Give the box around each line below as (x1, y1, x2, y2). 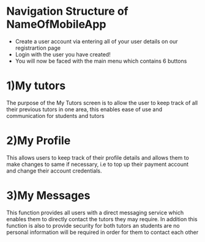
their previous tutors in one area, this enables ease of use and (6, 106, 163, 113)
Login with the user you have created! (15, 50, 111, 58)
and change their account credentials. (6, 167, 102, 174)
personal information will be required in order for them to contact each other (6, 228, 199, 236)
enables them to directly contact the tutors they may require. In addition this (6, 215, 198, 222)
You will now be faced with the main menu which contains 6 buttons (15, 57, 187, 64)
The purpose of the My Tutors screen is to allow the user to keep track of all (6, 99, 198, 106)
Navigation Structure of (6, 4, 129, 18)
